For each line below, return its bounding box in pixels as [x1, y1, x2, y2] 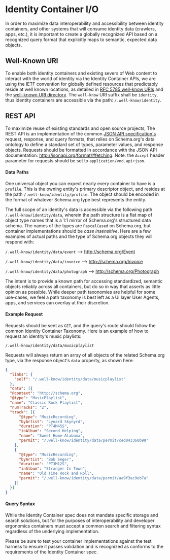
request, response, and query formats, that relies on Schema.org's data [5, 136, 155, 142]
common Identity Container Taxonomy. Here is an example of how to [5, 328, 149, 334]
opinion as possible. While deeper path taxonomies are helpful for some [5, 289, 156, 295]
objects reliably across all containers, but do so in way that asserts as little [5, 283, 161, 290]
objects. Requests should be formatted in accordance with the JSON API [5, 147, 157, 153]
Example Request [5, 311, 43, 318]
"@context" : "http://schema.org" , [10, 391, 83, 396]
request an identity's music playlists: [5, 333, 82, 339]
